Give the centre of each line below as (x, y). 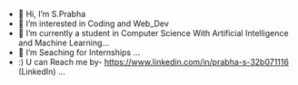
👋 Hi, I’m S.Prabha (52, 14)
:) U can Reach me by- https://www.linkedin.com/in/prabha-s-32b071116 (153, 62)
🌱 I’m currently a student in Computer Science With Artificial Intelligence (153, 33)
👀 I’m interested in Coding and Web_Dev (94, 24)
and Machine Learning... (64, 42)
